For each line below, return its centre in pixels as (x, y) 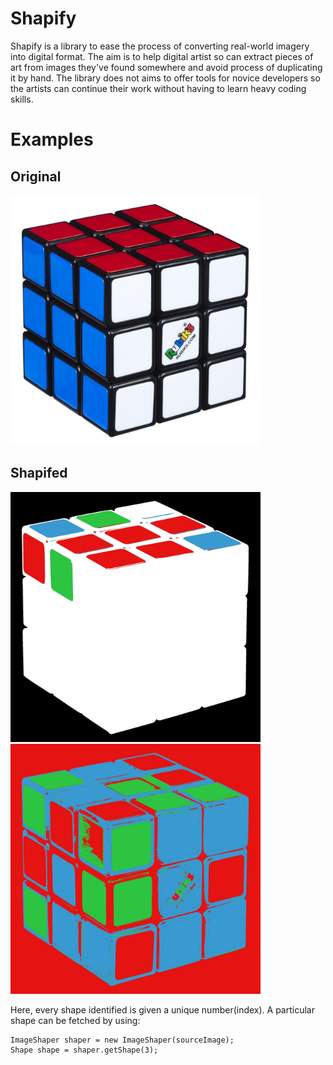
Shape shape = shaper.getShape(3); (84, 1050)
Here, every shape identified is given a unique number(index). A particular (162, 1009)
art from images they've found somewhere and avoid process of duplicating (166, 67)
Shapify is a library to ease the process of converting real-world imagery (160, 46)
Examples (52, 139)
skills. (22, 99)
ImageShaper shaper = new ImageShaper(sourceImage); (122, 1040)
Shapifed (39, 473)
